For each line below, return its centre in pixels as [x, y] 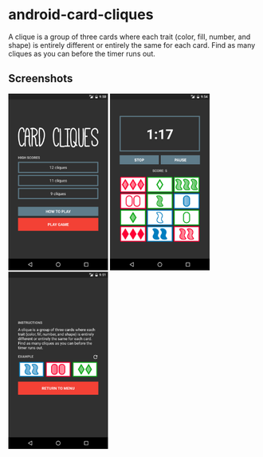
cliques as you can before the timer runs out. [82, 53]
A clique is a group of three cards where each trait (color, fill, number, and [130, 37]
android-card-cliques [81, 15]
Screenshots [41, 78]
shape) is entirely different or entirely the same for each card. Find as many [132, 45]
